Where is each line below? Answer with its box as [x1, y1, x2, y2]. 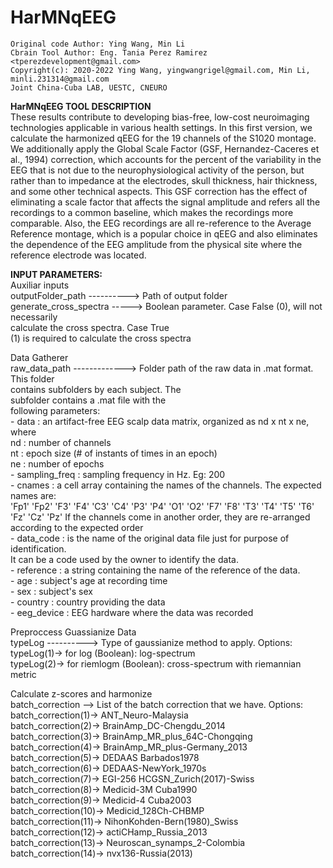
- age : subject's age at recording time [10, 574, 168, 586]
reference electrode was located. [10, 249, 147, 261]
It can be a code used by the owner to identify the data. [10, 553, 239, 565]
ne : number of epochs [10, 457, 105, 470]
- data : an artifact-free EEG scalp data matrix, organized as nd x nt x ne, [10, 415, 310, 427]
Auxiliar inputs [10, 279, 70, 291]
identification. [10, 542, 67, 555]
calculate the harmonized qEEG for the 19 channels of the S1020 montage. [10, 132, 317, 144]
